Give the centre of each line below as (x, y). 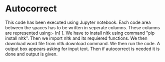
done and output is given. (31, 54)
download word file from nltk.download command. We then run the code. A (83, 43)
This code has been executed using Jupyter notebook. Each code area (78, 22)
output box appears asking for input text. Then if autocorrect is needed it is (82, 49)
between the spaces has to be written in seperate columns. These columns (82, 27)
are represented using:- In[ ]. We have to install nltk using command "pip (80, 33)
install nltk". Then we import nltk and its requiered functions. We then (76, 38)
